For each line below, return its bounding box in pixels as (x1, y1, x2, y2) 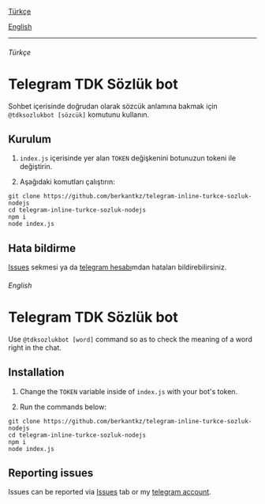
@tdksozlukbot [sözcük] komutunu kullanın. (8, 110, 150, 119)
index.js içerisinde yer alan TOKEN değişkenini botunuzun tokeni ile (19, 153, 237, 163)
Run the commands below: (19, 402, 106, 412)
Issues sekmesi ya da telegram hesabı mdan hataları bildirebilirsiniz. (8, 262, 227, 272)
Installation (8, 366, 65, 379)
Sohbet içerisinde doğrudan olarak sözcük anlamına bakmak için (8, 101, 218, 111)
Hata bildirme (8, 241, 77, 255)
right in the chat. (8, 343, 62, 352)
